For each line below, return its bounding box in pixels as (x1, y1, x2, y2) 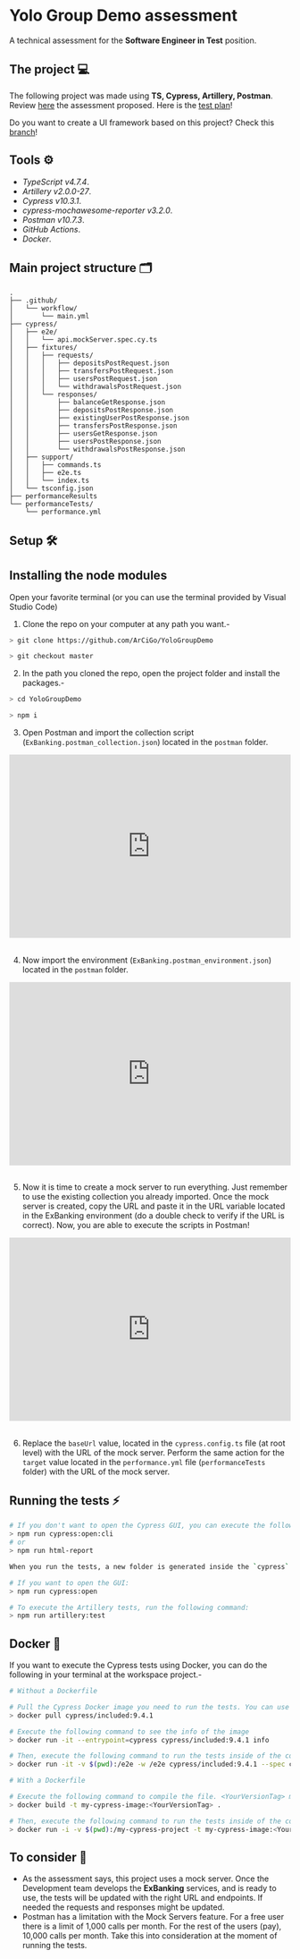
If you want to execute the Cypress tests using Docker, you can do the (9, 1660, 268, 1671)
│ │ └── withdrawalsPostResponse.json (9, 445, 186, 454)
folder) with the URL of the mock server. (21, 1466, 171, 1477)
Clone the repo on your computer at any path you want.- (21, 618, 230, 629)
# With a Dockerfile (9, 1777, 87, 1785)
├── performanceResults (9, 492, 98, 501)
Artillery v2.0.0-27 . (21, 185, 92, 197)
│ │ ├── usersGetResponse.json (9, 429, 158, 438)
